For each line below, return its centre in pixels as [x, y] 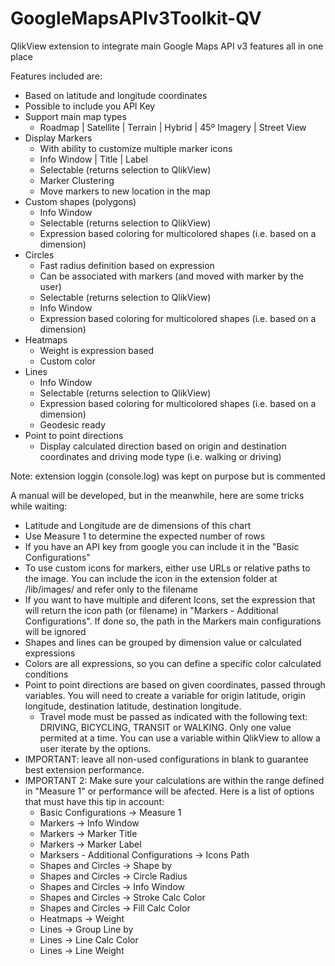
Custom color [67, 361]
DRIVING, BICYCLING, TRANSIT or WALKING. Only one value [165, 727]
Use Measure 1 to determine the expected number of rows [145, 536]
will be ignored [55, 631]
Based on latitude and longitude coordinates [116, 95]
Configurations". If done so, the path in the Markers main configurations [173, 621]
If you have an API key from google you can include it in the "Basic [162, 546]
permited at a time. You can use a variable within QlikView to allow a [180, 738]
